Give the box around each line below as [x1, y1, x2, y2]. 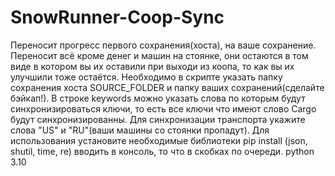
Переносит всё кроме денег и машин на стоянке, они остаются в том [10, 49, 309, 61]
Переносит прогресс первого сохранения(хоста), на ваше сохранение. [10, 39, 317, 51]
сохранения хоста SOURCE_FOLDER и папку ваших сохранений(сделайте [10, 81, 325, 93]
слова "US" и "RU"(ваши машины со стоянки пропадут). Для [10, 124, 270, 136]
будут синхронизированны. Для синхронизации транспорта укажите [10, 113, 306, 125]
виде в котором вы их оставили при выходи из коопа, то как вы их [10, 60, 295, 72]
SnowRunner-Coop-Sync [10, 6, 225, 29]
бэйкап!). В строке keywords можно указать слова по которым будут [10, 92, 306, 104]
